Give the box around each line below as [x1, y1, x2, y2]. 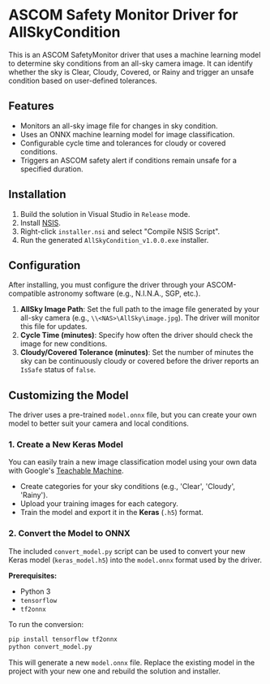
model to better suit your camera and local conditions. [8, 418, 189, 428]
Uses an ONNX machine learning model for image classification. [19, 129, 235, 139]
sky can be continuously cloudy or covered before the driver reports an [19, 356, 259, 366]
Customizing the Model [8, 388, 129, 402]
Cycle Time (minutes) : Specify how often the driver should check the [19, 331, 254, 340]
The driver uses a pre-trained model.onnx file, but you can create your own [8, 410, 257, 420]
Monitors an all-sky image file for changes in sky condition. [19, 120, 218, 131]
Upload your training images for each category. [19, 499, 178, 509]
